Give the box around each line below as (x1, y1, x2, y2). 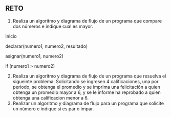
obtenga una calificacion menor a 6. (12, 94, 89, 101)
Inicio (5, 33, 17, 39)
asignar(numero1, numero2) (5, 53, 64, 59)
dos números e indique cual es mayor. (12, 23, 93, 29)
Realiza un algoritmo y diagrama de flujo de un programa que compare (12, 17, 162, 24)
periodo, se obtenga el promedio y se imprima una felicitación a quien (12, 84, 160, 90)
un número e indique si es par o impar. (12, 105, 94, 112)
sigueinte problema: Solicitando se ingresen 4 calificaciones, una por (12, 78, 159, 84)
